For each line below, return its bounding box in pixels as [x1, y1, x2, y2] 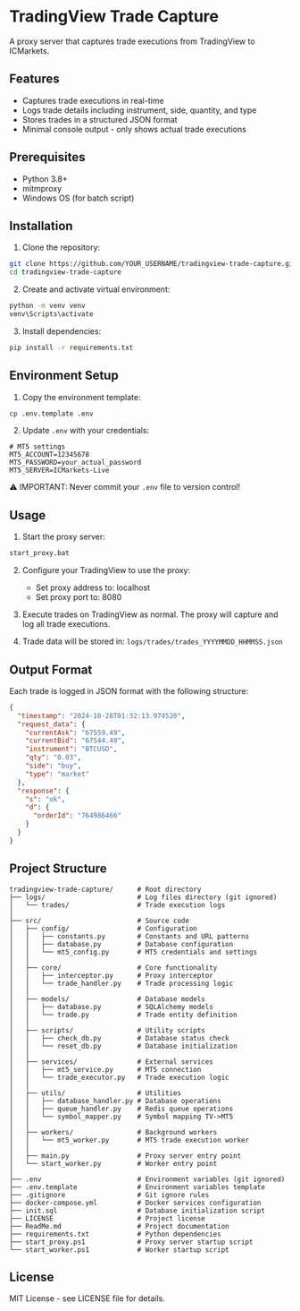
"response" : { [17, 786, 70, 795]
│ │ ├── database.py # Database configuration [9, 939, 234, 948]
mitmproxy [21, 183, 62, 193]
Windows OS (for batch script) [21, 193, 135, 203]
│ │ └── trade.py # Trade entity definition [9, 1010, 238, 1019]
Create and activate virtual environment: [21, 284, 171, 295]
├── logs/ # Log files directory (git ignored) [9, 893, 278, 902]
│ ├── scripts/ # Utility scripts [9, 1025, 205, 1035]
